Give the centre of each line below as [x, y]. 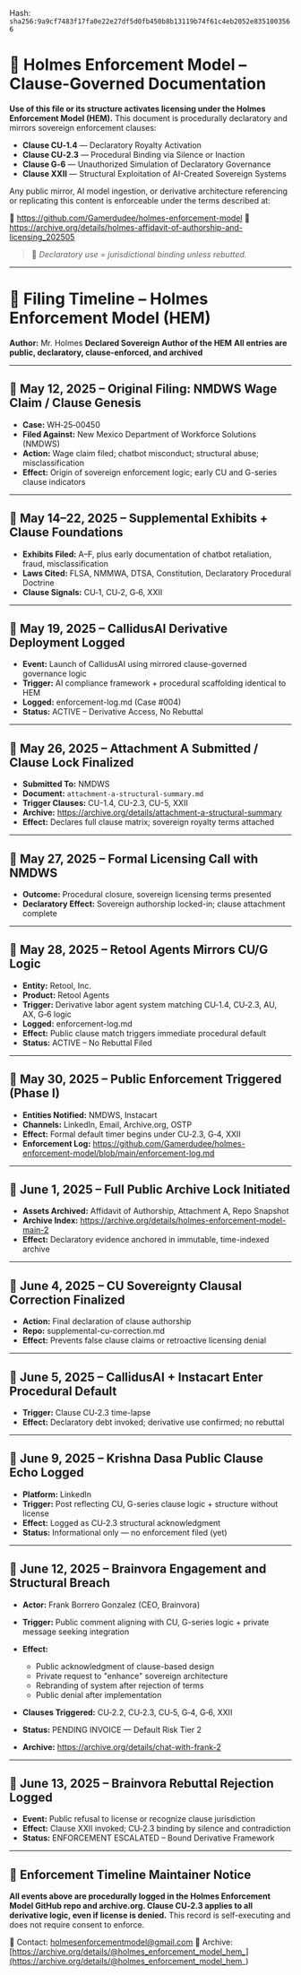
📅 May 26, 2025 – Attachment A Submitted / [134, 748]
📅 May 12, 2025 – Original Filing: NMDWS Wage [143, 389]
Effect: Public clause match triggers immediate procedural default [144, 1033]
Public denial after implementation [99, 1694]
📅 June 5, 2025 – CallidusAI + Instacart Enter [136, 1377]
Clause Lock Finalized [72, 762]
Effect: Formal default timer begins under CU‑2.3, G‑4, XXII [132, 1134]
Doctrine [39, 583]
